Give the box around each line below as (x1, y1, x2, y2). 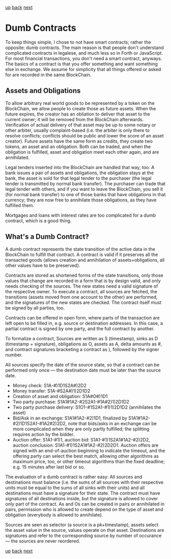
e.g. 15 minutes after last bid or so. (12, 463, 85, 470)
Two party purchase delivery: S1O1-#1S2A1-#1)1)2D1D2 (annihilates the (12, 404, 161, 410)
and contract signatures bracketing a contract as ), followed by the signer (5, 346, 159, 352)
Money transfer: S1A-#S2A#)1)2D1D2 (12, 388, 91, 394)
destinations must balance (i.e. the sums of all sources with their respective (5, 479, 164, 485)
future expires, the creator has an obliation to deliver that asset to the (5, 111, 150, 117)
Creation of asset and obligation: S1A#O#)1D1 (12, 393, 108, 399)
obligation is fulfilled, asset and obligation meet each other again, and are (5, 149, 159, 155)
